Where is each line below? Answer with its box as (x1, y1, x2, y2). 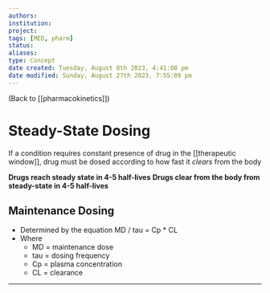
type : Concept (8, 57, 56, 65)
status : (8, 42, 35, 50)
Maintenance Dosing (8, 204, 115, 218)
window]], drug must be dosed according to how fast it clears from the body (8, 157, 262, 166)
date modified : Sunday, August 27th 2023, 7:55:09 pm (8, 71, 193, 79)
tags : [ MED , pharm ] (8, 34, 74, 43)
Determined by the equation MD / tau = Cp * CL (19, 226, 178, 235)
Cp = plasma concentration (31, 259, 123, 269)
